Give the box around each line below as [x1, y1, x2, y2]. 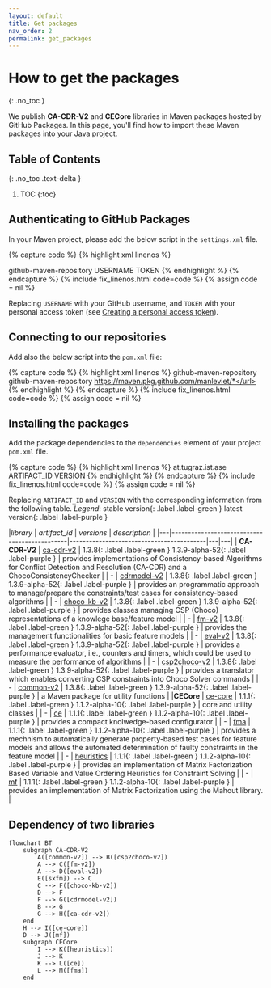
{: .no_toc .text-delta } [8, 174, 82, 183]
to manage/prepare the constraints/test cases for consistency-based [8, 588, 239, 598]
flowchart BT [8, 839, 53, 847]
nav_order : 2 [8, 27, 53, 35]
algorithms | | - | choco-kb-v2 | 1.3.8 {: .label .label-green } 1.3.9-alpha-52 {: [8, 597, 258, 606]
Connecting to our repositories [8, 331, 167, 344]
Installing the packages [8, 417, 129, 431]
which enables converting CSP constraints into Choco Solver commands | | [8, 674, 259, 684]
